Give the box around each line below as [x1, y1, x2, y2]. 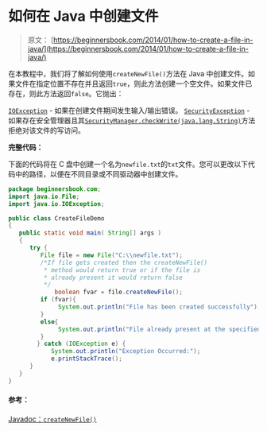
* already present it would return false [43, 274, 183, 282]
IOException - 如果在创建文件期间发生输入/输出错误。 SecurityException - [8, 105, 250, 115]
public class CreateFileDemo [8, 214, 105, 223]
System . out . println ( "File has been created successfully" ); [58, 303, 261, 311]
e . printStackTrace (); [50, 355, 123, 363]
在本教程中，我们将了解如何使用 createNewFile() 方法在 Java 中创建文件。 [8, 68, 249, 78]
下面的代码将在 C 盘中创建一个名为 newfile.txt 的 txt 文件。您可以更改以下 [8, 159, 249, 169]
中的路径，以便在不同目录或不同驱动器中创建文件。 [14, 169, 183, 179]
